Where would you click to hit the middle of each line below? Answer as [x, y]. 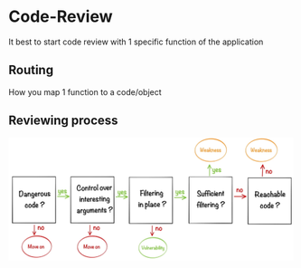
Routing [31, 70]
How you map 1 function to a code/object [85, 91]
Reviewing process [63, 121]
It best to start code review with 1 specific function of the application [136, 42]
